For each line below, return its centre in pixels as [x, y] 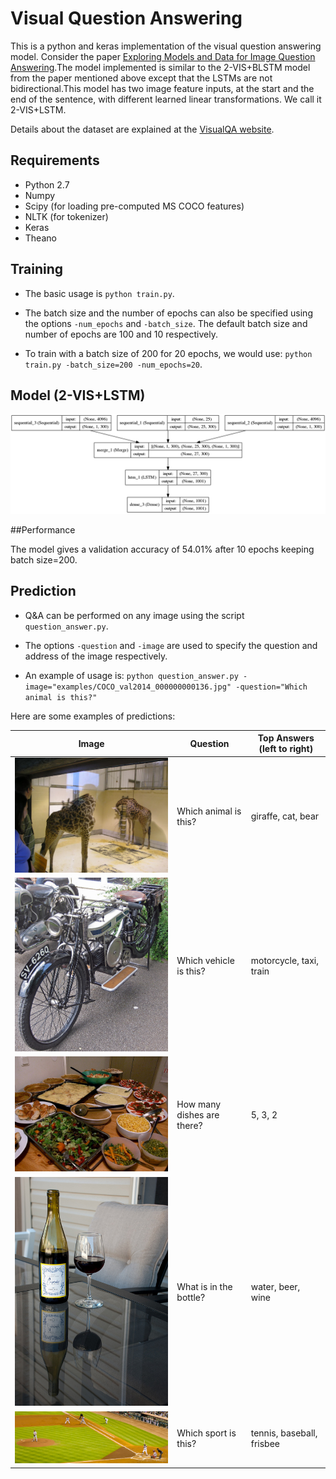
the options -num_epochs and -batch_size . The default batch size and [166, 323]
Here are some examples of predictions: [93, 716]
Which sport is [206, 1433]
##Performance [43, 529]
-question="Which [271, 687]
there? [189, 1126]
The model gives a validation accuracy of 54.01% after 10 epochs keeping [162, 549]
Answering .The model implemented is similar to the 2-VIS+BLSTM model [160, 67]
